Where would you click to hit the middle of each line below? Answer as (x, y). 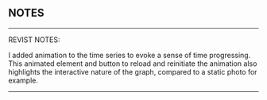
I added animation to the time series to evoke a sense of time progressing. (130, 55)
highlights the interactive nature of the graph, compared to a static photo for (133, 71)
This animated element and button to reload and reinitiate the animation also (133, 63)
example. (23, 80)
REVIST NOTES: (35, 40)
